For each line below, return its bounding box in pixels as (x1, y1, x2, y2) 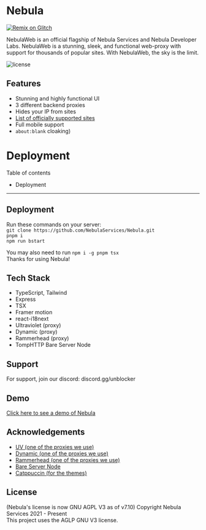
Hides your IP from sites (15, 108, 77, 115)
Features (6, 78, 41, 89)
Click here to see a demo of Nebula (6, 409, 96, 417)
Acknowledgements (6, 427, 85, 437)
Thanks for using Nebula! (6, 255, 71, 262)
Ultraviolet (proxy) (15, 322, 61, 329)
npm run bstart (6, 238, 45, 244)
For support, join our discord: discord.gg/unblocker (6, 375, 136, 383)
